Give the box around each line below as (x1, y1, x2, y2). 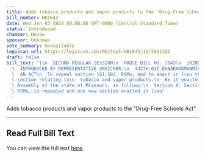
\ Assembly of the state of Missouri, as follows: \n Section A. (12, 83, 182, 89)
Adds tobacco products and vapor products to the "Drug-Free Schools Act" (6, 105, 196, 112)
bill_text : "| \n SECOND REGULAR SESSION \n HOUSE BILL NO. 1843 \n (6, 60, 182, 66)
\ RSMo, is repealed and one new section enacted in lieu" (12, 88, 165, 94)
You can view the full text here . (6, 144, 84, 152)
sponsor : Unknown (6, 37, 51, 43)
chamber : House (6, 32, 45, 38)
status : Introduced (6, 26, 56, 32)
